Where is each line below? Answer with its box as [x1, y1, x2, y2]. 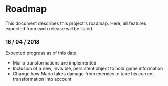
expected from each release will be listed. [5, 25, 94, 31]
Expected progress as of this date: [5, 50, 78, 56]
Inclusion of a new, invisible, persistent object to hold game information [12, 65, 163, 72]
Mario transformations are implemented [12, 60, 97, 66]
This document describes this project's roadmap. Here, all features [5, 20, 147, 26]
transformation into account [12, 76, 72, 82]
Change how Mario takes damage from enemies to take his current [12, 71, 154, 77]
